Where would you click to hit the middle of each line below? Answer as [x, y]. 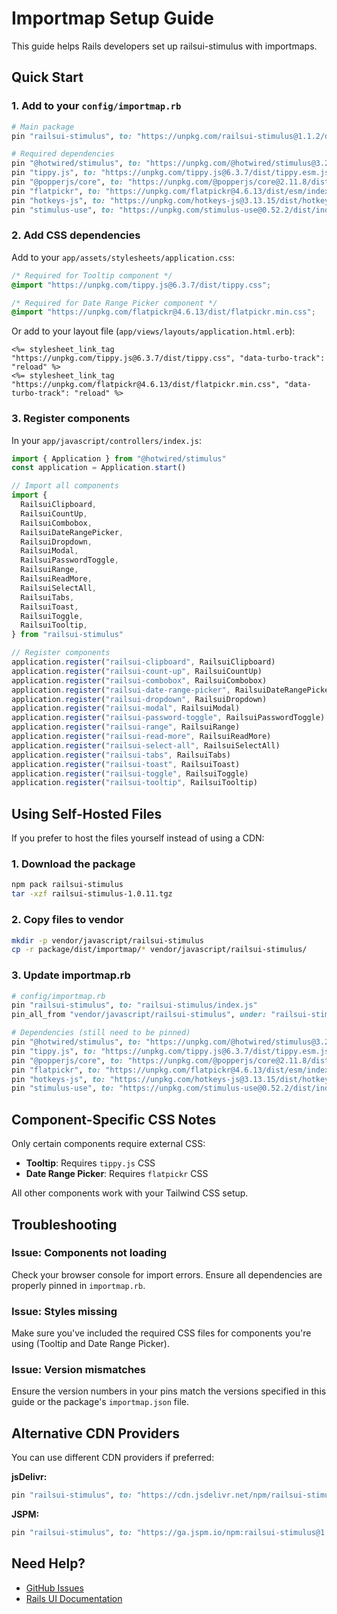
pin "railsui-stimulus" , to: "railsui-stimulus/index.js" [134, 1005]
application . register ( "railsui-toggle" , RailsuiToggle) [130, 773]
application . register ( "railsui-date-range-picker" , [121, 690]
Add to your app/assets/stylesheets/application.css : [123, 257]
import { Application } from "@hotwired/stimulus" [119, 458]
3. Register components [71, 419]
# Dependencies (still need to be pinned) [101, 1033]
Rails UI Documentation [74, 1598]
